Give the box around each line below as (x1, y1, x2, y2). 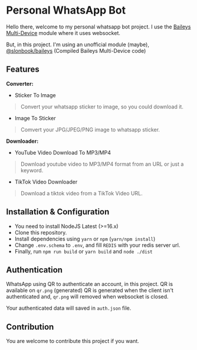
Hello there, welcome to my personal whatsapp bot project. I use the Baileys (6, 23, 191, 30)
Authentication (6, 265, 63, 275)
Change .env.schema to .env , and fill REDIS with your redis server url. (14, 241, 180, 249)
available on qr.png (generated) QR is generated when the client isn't (6, 287, 174, 294)
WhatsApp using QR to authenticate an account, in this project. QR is (6, 281, 173, 288)
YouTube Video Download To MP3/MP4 (14, 149, 111, 156)
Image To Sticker (14, 114, 56, 121)
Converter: (6, 80, 34, 87)
